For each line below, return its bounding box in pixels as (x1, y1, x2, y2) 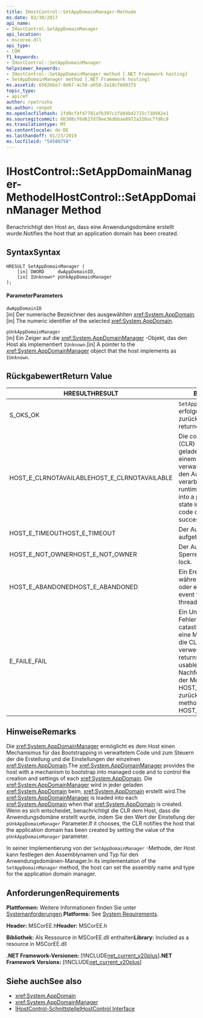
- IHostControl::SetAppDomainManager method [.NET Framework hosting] (6, 71, 188, 77)
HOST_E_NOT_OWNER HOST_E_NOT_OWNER (9, 550, 137, 558)
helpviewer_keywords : (6, 65, 61, 72)
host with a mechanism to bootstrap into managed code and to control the (6, 768, 191, 776)
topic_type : (6, 88, 36, 94)
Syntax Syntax (6, 247, 61, 258)
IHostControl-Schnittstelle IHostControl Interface (14, 1005, 135, 1012)
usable (178, 660, 198, 669)
